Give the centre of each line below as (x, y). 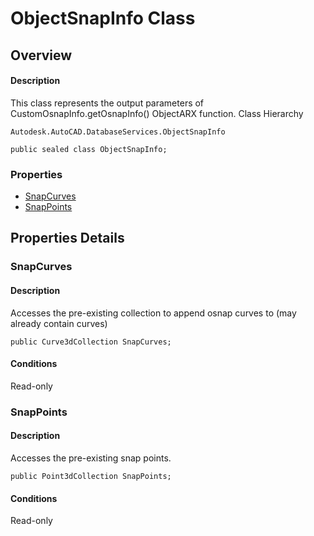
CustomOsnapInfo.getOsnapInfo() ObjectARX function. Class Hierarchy (157, 113)
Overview (41, 55)
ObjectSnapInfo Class (103, 18)
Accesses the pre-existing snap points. (91, 458)
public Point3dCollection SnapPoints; (91, 476)
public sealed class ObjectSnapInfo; (89, 149)
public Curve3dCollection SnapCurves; (91, 342)
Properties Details (67, 238)
